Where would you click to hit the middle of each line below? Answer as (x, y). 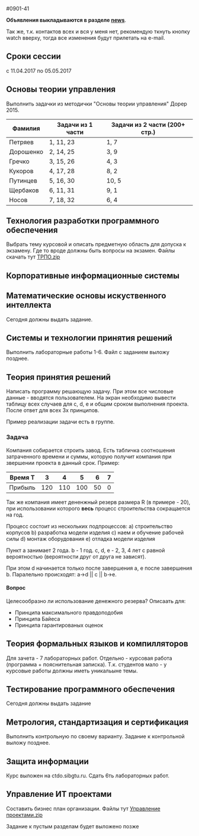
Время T (22, 477)
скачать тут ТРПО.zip (33, 257)
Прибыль (22, 487)
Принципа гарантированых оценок (59, 625)
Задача (17, 437)
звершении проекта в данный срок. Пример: (63, 462)
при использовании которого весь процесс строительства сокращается (98, 508)
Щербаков (24, 190)
